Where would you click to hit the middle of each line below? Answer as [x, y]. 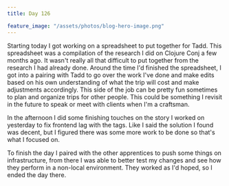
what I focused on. [34, 139]
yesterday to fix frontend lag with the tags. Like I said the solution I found [110, 125]
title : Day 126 [29, 13]
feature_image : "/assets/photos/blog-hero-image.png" [86, 26]
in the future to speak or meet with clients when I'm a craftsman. [99, 104]
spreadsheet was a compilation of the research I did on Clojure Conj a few [112, 53]
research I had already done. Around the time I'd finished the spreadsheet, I [114, 68]
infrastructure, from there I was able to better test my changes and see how [114, 160]
